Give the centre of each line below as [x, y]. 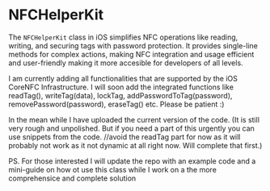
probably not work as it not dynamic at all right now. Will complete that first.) [135, 145]
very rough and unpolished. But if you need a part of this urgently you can [131, 128]
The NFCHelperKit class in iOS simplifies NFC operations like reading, [123, 37]
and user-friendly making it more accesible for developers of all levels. [126, 63]
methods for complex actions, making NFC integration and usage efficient [131, 54]
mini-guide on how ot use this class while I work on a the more [112, 169]
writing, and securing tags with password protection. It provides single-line [133, 45]
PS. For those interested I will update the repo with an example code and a [132, 161]
